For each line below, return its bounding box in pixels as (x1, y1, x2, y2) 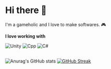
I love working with (5, 33, 46, 39)
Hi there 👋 (5, 5, 47, 16)
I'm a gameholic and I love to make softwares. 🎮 (5, 21, 106, 27)
